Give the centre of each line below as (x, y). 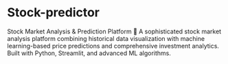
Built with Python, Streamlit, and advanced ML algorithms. (89, 53)
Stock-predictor (54, 13)
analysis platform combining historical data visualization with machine (106, 38)
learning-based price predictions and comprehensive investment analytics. (113, 46)
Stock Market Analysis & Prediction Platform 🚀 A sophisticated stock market (114, 31)
